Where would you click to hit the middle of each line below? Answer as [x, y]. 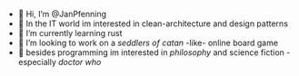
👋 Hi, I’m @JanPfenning [62, 14]
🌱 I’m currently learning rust [70, 33]
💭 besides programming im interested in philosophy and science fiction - [154, 52]
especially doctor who [60, 62]
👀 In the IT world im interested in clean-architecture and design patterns [153, 24]
